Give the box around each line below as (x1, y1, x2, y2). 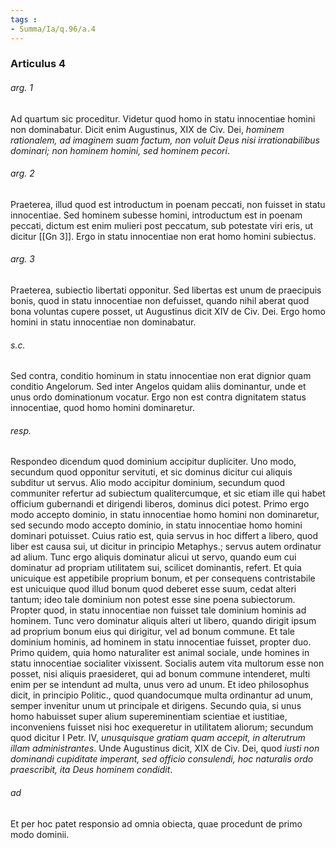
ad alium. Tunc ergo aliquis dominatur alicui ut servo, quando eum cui (10, 551, 297, 563)
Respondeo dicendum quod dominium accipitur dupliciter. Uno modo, (10, 456, 297, 468)
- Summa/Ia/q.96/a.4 (10, 24, 97, 34)
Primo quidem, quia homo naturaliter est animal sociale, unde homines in (10, 647, 310, 659)
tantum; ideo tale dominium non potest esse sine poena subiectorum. (10, 594, 296, 606)
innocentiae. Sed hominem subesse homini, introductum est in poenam (10, 209, 303, 221)
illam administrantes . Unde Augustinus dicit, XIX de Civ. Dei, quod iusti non (10, 742, 320, 755)
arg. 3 (10, 253, 35, 265)
